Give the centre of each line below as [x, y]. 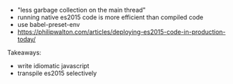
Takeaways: [24, 52]
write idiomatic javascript [53, 66]
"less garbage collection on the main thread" [81, 10]
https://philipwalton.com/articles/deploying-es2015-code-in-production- [121, 32]
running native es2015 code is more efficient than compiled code [110, 17]
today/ [26, 39]
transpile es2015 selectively [57, 73]
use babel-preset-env [48, 24]
